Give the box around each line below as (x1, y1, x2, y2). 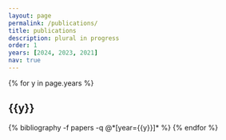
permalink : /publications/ (8, 19, 98, 27)
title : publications (8, 26, 77, 34)
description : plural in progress (8, 34, 120, 42)
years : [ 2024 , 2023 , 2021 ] (8, 49, 98, 57)
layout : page (8, 11, 52, 20)
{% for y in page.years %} (8, 78, 94, 88)
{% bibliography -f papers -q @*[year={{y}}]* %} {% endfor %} (8, 122, 219, 132)
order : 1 (8, 42, 38, 50)
